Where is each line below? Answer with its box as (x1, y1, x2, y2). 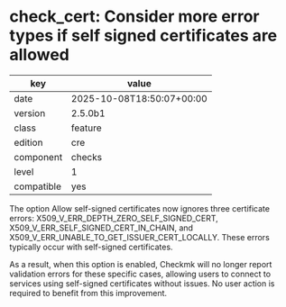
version (14, 106, 46, 119)
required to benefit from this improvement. (9, 287, 168, 298)
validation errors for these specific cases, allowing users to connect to (9, 268, 272, 279)
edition (14, 136, 43, 149)
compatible (14, 180, 61, 193)
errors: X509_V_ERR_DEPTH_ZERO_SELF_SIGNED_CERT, (9, 212, 218, 223)
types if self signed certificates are (9, 25, 278, 46)
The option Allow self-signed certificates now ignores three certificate (9, 203, 271, 213)
